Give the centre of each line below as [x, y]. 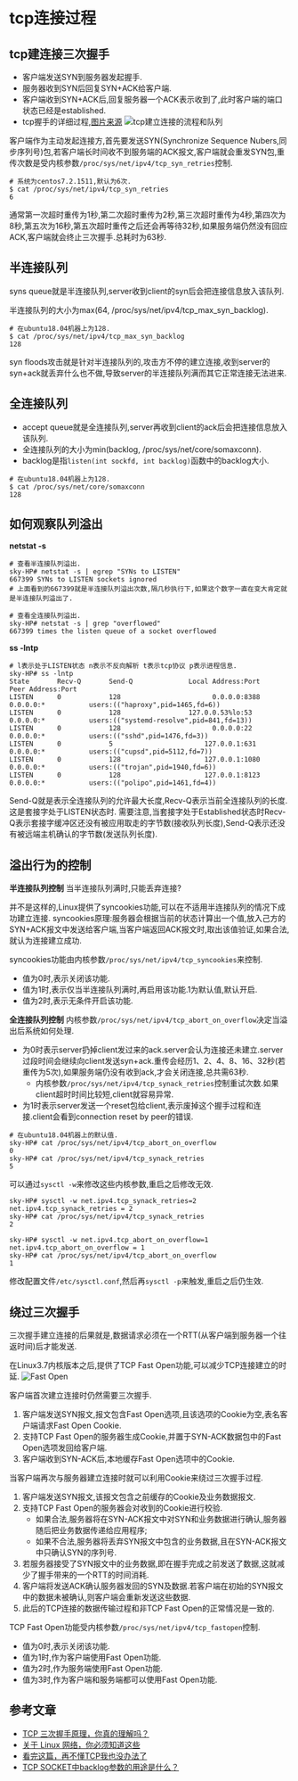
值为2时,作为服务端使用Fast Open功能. [92, 1669]
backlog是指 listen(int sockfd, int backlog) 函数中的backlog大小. [145, 460]
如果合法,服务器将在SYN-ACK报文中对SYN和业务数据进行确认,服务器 [161, 1519]
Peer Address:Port [43, 689]
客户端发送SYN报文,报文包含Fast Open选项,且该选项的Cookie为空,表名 [151, 1414]
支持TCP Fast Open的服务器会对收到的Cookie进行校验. [122, 1508]
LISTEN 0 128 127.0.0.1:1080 [135, 760]
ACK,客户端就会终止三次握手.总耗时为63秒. [88, 237]
